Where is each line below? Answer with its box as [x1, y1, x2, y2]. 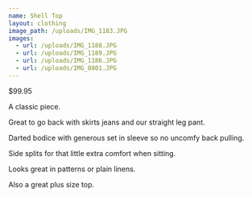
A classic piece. [8, 101, 61, 111]
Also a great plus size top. [8, 179, 95, 189]
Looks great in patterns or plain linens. [8, 164, 136, 174]
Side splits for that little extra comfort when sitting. [8, 148, 176, 158]
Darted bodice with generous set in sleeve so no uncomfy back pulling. [8, 133, 245, 142]
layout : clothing [8, 19, 67, 27]
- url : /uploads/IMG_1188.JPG [15, 42, 117, 50]
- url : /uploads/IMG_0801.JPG [15, 64, 117, 72]
